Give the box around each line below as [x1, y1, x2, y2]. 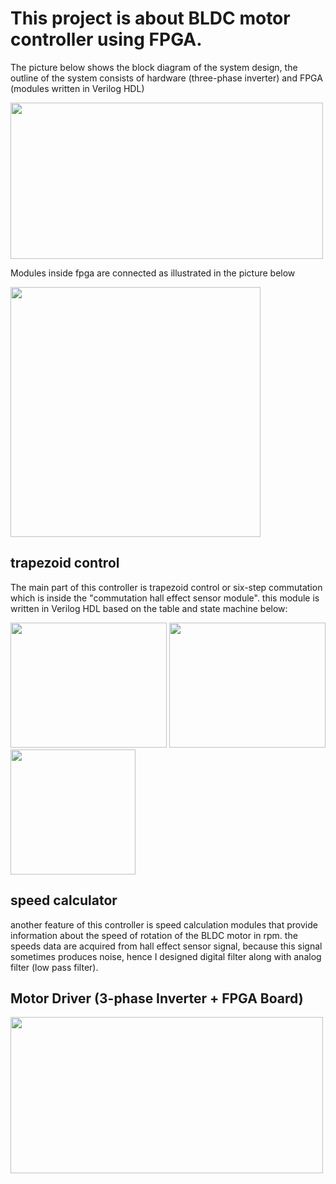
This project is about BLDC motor [10, 7, 291, 30]
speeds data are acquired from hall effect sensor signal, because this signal [10, 940, 323, 952]
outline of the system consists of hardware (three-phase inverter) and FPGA [10, 72, 323, 84]
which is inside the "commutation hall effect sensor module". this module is [10, 592, 320, 604]
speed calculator [10, 892, 118, 909]
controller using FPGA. [10, 28, 203, 51]
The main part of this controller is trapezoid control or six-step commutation [10, 581, 323, 593]
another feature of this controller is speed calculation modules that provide [10, 918, 318, 931]
